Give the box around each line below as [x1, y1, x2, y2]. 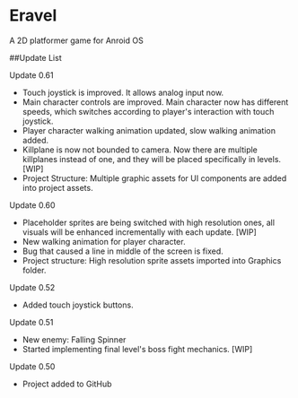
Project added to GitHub [22, 378, 112, 389]
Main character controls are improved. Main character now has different [22, 96, 289, 108]
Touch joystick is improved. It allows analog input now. [22, 87, 224, 98]
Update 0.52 [9, 281, 56, 292]
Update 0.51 [9, 316, 54, 327]
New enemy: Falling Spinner [22, 333, 127, 345]
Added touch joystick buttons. [22, 299, 134, 310]
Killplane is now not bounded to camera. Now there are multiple [22, 144, 259, 155]
